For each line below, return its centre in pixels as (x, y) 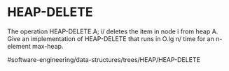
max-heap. (48, 46)
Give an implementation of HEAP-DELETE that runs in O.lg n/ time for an (111, 38)
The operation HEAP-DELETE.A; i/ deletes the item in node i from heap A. (113, 31)
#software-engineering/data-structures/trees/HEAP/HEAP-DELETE (104, 59)
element (19, 46)
